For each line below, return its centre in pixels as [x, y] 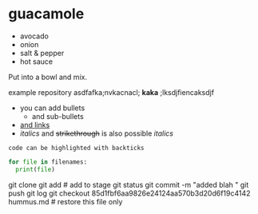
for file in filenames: [48, 162]
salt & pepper [42, 53]
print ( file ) [36, 169]
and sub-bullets [58, 116]
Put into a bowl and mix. [48, 77]
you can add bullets [52, 108]
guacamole [46, 14]
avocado [34, 36]
